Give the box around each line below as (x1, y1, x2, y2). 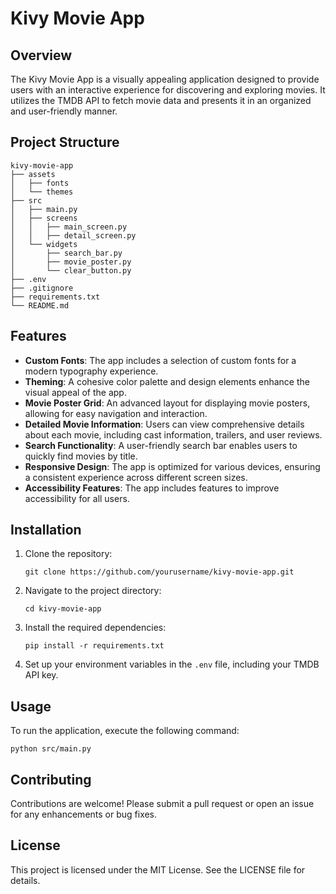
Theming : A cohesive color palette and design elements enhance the (24, 375, 310, 387)
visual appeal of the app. (24, 386, 127, 398)
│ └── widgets (10, 239, 78, 249)
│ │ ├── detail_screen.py (10, 230, 137, 241)
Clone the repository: (24, 548, 113, 560)
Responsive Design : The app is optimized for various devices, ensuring (24, 460, 321, 472)
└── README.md (10, 300, 70, 311)
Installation (10, 522, 82, 539)
